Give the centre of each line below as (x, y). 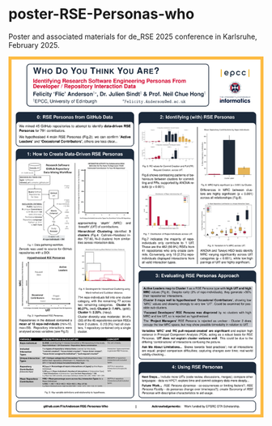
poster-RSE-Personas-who (102, 14)
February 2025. (34, 45)
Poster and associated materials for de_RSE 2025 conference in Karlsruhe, (133, 36)
